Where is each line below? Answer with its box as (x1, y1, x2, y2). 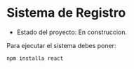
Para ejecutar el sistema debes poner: (6, 41, 116, 49)
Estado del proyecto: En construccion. (16, 28, 128, 36)
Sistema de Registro (6, 5, 126, 21)
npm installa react (6, 54, 64, 62)
